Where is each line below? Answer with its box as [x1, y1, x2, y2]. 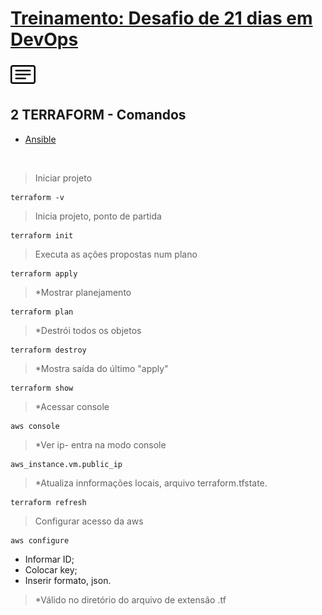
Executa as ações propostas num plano [34, 248, 198, 260]
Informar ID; [24, 553, 75, 565]
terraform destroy [10, 345, 87, 355]
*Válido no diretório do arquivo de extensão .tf [34, 593, 227, 606]
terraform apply [10, 268, 78, 279]
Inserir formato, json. [24, 574, 112, 586]
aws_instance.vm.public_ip [10, 459, 123, 469]
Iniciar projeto [34, 172, 93, 184]
